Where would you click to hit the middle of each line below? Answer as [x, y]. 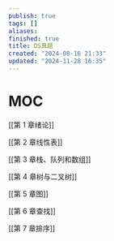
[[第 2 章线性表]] [36, 142]
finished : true [34, 39]
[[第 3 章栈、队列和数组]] [50, 159]
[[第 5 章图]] [28, 194]
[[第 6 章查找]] [32, 211]
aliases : [23, 31]
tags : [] [23, 24]
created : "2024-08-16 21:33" [57, 54]
